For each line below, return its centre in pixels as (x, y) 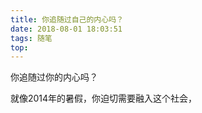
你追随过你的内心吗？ (54, 77)
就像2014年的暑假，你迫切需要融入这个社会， (104, 98)
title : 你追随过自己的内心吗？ (67, 19)
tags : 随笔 (31, 38)
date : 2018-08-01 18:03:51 (66, 29)
